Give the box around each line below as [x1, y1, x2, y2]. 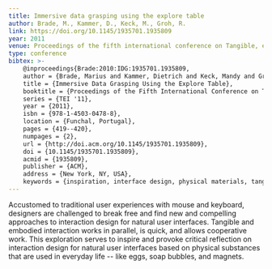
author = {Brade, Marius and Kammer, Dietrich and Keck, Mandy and [23, 72, 255, 80]
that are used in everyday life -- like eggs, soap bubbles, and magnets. [8, 251, 244, 261]
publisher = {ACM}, [23, 163, 89, 171]
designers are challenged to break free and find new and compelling [8, 208, 237, 218]
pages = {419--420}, [23, 125, 92, 133]
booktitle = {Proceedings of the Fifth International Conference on [23, 87, 259, 96]
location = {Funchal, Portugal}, [23, 117, 136, 126]
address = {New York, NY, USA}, [23, 170, 132, 178]
